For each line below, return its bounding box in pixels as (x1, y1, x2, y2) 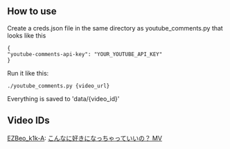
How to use (7, 6, 57, 17)
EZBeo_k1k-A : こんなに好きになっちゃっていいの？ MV (7, 134, 163, 142)
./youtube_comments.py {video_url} (7, 82, 110, 89)
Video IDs (7, 114, 50, 127)
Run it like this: (7, 69, 49, 77)
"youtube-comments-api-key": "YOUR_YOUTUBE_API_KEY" (7, 51, 163, 58)
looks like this (7, 31, 46, 40)
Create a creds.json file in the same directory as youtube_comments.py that (7, 24, 223, 32)
